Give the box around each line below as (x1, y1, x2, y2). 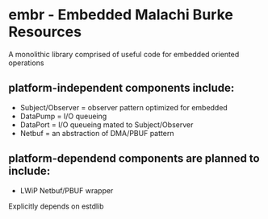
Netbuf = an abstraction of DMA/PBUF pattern (19, 128, 174, 138)
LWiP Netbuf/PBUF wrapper (19, 185, 114, 195)
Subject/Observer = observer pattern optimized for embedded (19, 102, 228, 112)
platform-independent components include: (8, 81, 235, 95)
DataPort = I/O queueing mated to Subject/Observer (19, 119, 194, 130)
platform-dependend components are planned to (8, 151, 260, 166)
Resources (8, 23, 82, 41)
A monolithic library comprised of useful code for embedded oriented (8, 49, 240, 59)
